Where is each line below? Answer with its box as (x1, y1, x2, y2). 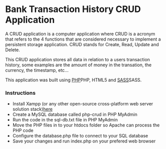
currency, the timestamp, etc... (5, 67, 69, 73)
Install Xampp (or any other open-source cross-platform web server (12, 101, 153, 107)
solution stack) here (12, 106, 53, 112)
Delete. (5, 47, 20, 53)
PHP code (12, 127, 34, 133)
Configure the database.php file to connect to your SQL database (12, 133, 148, 139)
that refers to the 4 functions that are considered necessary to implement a (5, 36, 161, 42)
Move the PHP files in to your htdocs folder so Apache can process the (12, 122, 160, 128)
